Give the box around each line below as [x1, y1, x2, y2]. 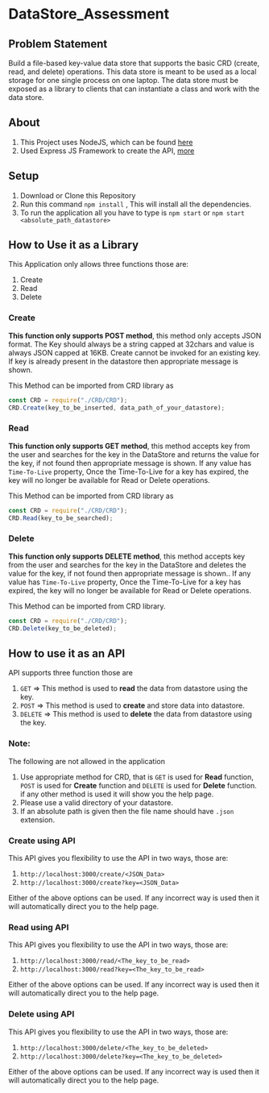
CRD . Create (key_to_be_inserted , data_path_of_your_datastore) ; [8, 404, 226, 412]
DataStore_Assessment [8, 5, 170, 23]
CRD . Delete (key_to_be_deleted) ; [8, 624, 117, 633]
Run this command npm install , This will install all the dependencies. [19, 199, 252, 209]
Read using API [8, 921, 69, 933]
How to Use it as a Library [8, 239, 139, 252]
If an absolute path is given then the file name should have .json [19, 806, 234, 816]
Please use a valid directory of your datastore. [19, 797, 173, 807]
